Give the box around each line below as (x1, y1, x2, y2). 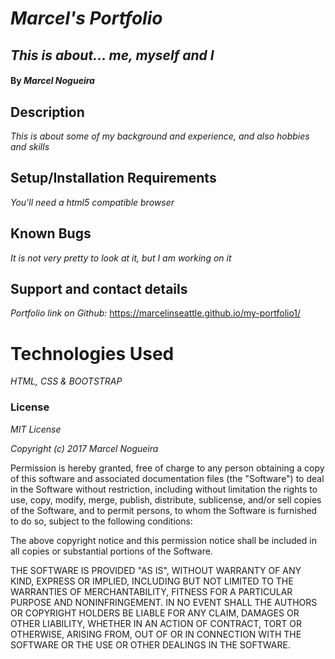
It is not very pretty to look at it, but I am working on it (10, 252, 232, 264)
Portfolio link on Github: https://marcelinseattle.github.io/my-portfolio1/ (10, 307, 302, 319)
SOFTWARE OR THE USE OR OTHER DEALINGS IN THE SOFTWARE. (10, 638, 291, 651)
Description (10, 103, 85, 121)
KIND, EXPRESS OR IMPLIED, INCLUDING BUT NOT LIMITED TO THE (10, 575, 294, 587)
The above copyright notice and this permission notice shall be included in (10, 534, 317, 546)
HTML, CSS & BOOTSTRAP (10, 375, 123, 387)
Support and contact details (10, 281, 188, 297)
